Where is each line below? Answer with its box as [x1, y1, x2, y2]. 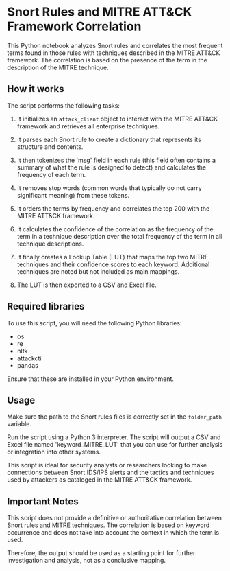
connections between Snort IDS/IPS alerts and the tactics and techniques [7, 468, 214, 477]
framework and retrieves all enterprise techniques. [16, 121, 160, 130]
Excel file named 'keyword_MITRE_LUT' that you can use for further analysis [7, 441, 223, 449]
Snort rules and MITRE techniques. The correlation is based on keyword [7, 521, 210, 529]
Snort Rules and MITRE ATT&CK [7, 4, 192, 20]
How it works [7, 83, 64, 95]
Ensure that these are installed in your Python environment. [7, 375, 175, 383]
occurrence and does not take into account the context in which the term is [7, 528, 220, 537]
